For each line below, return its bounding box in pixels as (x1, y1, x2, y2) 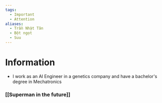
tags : (5, 7, 16, 12)
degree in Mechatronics (12, 78, 62, 84)
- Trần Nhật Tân (9, 26, 43, 31)
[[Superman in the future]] (5, 91, 70, 98)
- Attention (9, 16, 35, 21)
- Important (9, 12, 35, 17)
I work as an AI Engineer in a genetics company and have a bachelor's (12, 73, 157, 79)
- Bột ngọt (9, 30, 32, 35)
